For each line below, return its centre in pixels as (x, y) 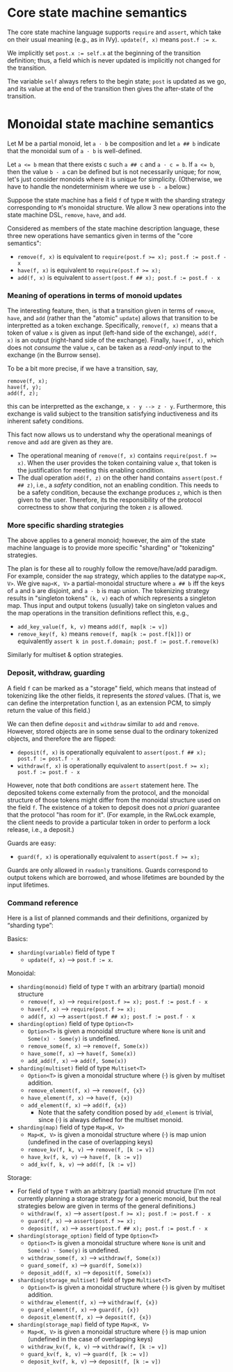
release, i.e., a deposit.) (41, 829)
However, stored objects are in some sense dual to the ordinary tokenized (113, 731)
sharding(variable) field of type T (66, 952)
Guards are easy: (32, 843)
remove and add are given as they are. (60, 442)
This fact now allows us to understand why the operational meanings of (110, 435)
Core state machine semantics (97, 13)
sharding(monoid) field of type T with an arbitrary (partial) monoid (111, 987)
